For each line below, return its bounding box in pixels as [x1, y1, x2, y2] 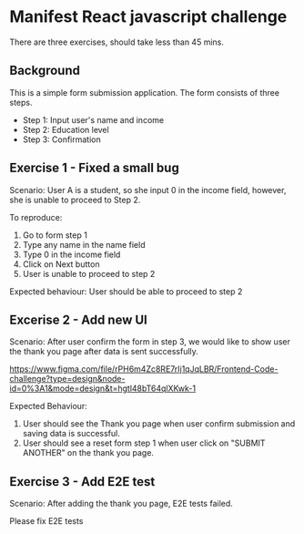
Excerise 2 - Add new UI [9, 312, 147, 327]
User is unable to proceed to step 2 [22, 268, 156, 279]
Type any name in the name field [22, 239, 146, 250]
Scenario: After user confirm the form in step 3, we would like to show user [9, 336, 291, 347]
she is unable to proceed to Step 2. [9, 194, 141, 205]
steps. [9, 97, 33, 108]
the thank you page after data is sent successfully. [9, 346, 198, 357]
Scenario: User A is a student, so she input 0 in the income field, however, [9, 184, 287, 195]
